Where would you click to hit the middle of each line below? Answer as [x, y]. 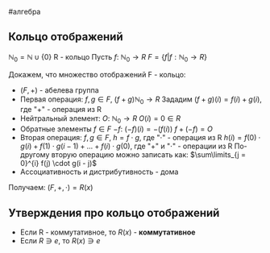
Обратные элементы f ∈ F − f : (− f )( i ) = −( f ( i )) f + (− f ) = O [116, 129]
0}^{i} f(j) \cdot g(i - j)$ [58, 164]
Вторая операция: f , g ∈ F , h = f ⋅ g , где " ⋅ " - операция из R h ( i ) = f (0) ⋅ [140, 138]
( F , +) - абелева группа [59, 90]
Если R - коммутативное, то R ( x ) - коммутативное [108, 232]
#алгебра [25, 12]
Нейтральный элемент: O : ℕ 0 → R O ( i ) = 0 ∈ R [100, 120]
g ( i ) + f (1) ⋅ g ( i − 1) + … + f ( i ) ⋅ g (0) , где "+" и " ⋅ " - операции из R [126, 146]
